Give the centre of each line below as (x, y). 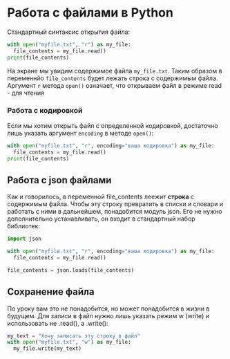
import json (24, 239)
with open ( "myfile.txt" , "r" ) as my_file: (69, 44)
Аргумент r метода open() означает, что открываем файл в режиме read (115, 85)
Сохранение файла (51, 292)
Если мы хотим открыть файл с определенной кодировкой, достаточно (113, 125)
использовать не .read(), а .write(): (58, 323)
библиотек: (23, 226)
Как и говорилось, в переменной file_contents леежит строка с (101, 197)
